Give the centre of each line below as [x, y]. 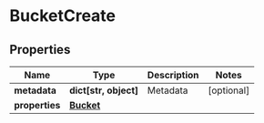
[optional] [229, 90]
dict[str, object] [104, 90]
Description [173, 75]
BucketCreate [63, 16]
